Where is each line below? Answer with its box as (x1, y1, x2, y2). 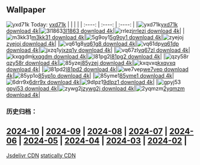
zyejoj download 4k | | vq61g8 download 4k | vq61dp (6, 40, 180, 47)
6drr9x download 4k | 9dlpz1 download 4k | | (29, 78, 158, 86)
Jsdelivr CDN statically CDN (6, 152, 77, 159)
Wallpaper (6, 5, 46, 15)
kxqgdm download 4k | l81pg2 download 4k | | (32, 52, 166, 60)
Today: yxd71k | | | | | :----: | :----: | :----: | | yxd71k (31, 20, 178, 28)
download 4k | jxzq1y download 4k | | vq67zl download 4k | (6, 46, 191, 54)
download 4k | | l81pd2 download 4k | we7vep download (6, 66, 189, 73)
